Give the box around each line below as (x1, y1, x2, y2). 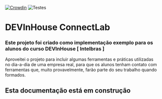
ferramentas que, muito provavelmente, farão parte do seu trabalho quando (5, 67, 157, 73)
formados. (5, 72, 26, 78)
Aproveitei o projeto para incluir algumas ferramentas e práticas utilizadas (5, 56, 154, 62)
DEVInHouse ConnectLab (5, 22, 110, 33)
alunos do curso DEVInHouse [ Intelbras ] (5, 46, 105, 52)
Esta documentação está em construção (5, 86, 131, 95)
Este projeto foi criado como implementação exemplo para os (5, 39, 153, 46)
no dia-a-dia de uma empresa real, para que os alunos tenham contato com (5, 62, 157, 68)
